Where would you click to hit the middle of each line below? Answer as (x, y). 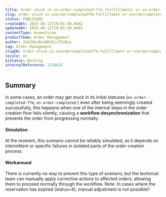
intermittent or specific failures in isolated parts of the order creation (75, 146)
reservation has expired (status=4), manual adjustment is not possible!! (78, 190)
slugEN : (13, 51)
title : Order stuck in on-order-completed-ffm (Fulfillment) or (73, 10)
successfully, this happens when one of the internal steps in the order (76, 108)
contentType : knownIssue (31, 33)
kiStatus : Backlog (24, 61)
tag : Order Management (28, 47)
